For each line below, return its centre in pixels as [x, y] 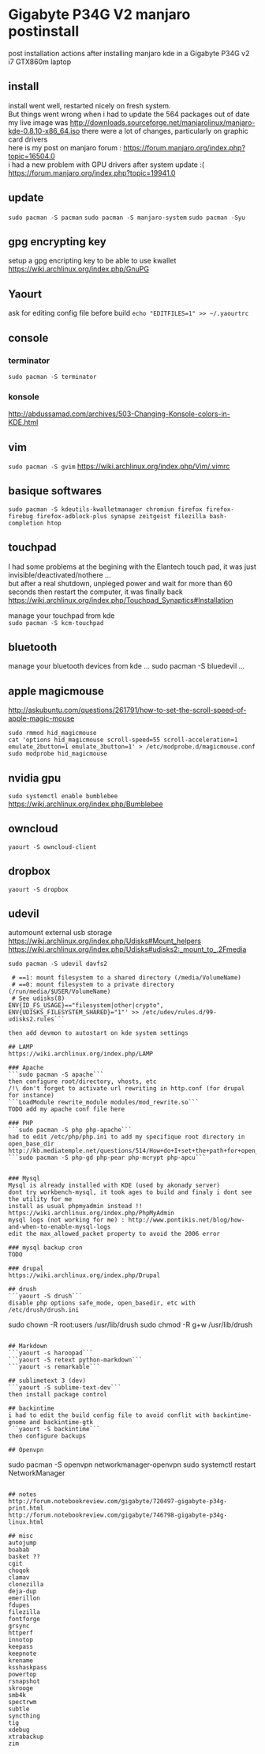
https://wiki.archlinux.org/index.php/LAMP [81, 1054]
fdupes [19, 1605]
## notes [22, 1494]
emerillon [24, 1599]
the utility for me [40, 1199]
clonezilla [26, 1585]
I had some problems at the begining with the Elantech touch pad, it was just [132, 566]
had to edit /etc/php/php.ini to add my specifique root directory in [127, 1137]
